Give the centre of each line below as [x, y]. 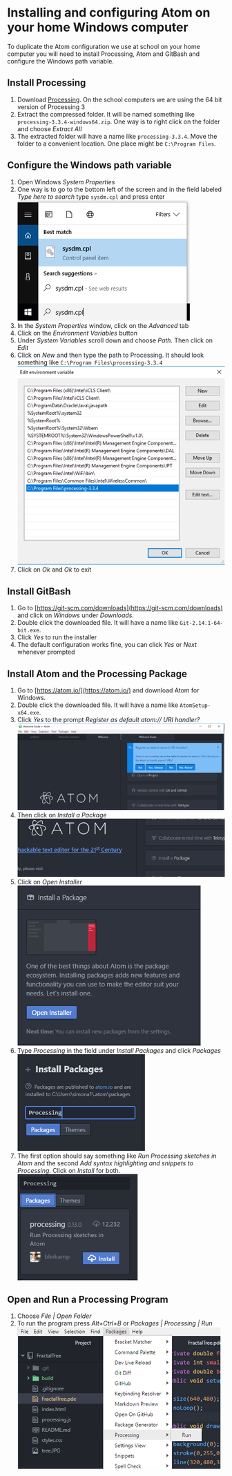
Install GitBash [39, 591]
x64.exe [28, 713]
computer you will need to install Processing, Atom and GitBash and [104, 54]
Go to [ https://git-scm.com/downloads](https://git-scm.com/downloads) [120, 608]
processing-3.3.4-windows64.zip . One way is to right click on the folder [118, 122]
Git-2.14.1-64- [201, 623]
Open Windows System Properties [66, 182]
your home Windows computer [98, 27]
